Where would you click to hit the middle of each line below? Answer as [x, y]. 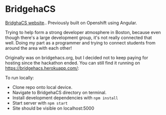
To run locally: [20, 77]
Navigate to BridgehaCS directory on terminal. [59, 92]
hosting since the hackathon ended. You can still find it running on [73, 63]
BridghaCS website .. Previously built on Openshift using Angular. [71, 23]
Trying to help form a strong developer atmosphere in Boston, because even [83, 32]
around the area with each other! [39, 48]
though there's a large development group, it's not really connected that [79, 38]
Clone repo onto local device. [42, 87]
